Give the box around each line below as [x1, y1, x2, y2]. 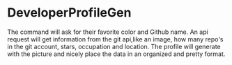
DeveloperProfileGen [7, 5, 132, 21]
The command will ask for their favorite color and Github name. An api [7, 28, 209, 36]
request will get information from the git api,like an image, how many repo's [7, 35, 224, 43]
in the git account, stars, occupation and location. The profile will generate [7, 42, 221, 50]
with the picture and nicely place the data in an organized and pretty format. [7, 50, 226, 58]
